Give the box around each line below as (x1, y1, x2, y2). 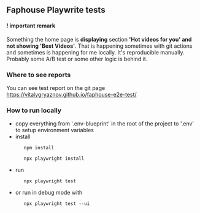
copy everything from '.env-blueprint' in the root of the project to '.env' (15, 120, 194, 127)
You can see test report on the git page (6, 84, 106, 91)
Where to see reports (6, 70, 71, 79)
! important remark (6, 21, 56, 29)
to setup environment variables (15, 127, 94, 134)
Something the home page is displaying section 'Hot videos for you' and (6, 35, 192, 43)
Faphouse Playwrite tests (6, 5, 106, 15)
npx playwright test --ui (23, 201, 90, 207)
